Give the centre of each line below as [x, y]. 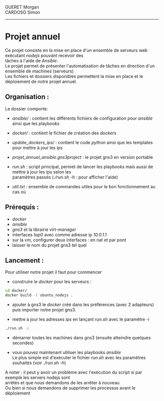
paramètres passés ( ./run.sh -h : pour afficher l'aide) [65, 177]
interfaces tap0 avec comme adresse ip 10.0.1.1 [59, 234]
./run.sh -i [17, 328]
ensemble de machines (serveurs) [40, 71]
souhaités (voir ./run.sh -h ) [39, 363]
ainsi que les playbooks [36, 123]
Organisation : [27, 97]
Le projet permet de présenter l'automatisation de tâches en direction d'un [80, 66]
